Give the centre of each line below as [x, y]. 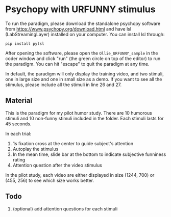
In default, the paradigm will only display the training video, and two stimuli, [85, 74]
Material [19, 101]
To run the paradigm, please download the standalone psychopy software [83, 23]
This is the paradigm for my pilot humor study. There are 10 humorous [79, 113]
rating [19, 159]
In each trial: [18, 133]
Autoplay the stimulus [35, 149]
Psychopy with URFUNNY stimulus [80, 9]
